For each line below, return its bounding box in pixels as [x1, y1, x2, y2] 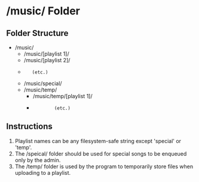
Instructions [6, 122, 53, 132]
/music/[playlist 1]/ [23, 50, 70, 57]
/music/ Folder [6, 4, 81, 18]
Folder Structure [6, 28, 69, 38]
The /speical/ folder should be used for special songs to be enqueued [14, 150, 187, 157]
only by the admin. [14, 156, 61, 163]
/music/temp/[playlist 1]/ [32, 93, 93, 99]
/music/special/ [23, 80, 62, 87]
